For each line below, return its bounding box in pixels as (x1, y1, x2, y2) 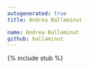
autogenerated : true (7, 10, 67, 17)
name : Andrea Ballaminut (7, 29, 79, 36)
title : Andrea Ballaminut (7, 16, 82, 23)
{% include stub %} (7, 54, 64, 63)
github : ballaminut (7, 35, 64, 42)
